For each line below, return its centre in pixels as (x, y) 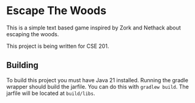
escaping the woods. (33, 34)
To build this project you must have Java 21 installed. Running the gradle (97, 80)
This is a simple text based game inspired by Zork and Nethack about (94, 28)
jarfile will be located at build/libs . (51, 93)
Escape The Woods (57, 11)
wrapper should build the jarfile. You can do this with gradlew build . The (98, 86)
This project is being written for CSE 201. (58, 46)
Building (22, 65)
